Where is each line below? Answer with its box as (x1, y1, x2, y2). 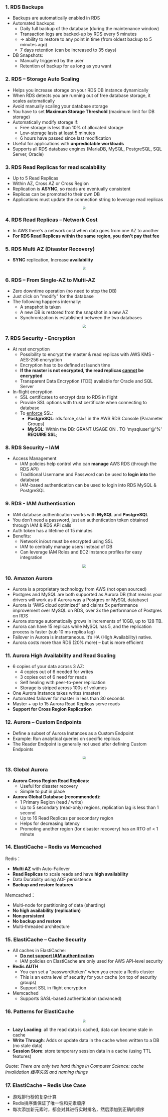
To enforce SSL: (20, 410, 54, 416)
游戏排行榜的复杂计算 (12, 1094, 57, 1100)
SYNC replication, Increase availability (12, 257, 94, 263)
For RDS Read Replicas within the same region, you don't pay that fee (12, 233, 159, 239)
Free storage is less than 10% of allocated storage (20, 124, 124, 130)
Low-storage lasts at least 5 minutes (20, 130, 95, 136)
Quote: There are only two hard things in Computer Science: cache (5, 1063, 144, 1069)
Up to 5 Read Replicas (12, 175, 59, 181)
